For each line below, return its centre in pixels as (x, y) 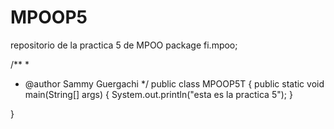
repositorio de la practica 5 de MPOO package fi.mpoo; (124, 45)
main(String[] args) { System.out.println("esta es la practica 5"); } (158, 94)
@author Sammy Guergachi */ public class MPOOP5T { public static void (174, 83)
